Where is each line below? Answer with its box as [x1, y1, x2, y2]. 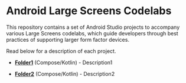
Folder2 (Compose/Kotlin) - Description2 [14, 70, 115, 77]
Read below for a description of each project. [6, 47, 116, 54]
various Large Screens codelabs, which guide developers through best [6, 29, 178, 36]
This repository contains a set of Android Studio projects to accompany [6, 24, 180, 31]
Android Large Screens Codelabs [6, 4, 172, 18]
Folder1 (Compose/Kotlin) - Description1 [14, 59, 113, 66]
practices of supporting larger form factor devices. [6, 36, 130, 43]
